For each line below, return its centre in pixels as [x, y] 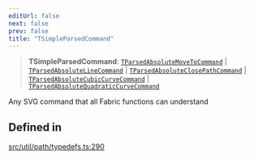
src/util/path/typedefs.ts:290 [57, 147]
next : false [28, 24]
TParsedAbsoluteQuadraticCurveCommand [94, 87]
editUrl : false [34, 16]
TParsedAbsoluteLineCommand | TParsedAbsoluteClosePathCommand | [137, 71]
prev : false [28, 31]
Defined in [35, 127]
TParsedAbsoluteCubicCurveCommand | [89, 79]
